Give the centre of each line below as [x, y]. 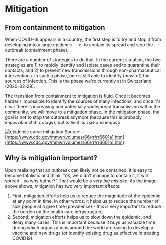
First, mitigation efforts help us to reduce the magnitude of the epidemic [86, 196]
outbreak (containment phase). [37, 50]
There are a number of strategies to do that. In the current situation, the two [83, 60]
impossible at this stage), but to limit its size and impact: [63, 122]
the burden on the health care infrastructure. [58, 211]
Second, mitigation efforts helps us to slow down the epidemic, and [82, 217]
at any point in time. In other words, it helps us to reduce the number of [85, 201]
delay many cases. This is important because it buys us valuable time [84, 222]
